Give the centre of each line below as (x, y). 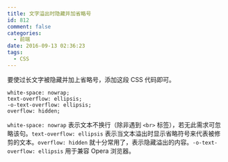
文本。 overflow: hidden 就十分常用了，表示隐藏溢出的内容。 (106, 142)
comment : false (29, 26)
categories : (24, 33)
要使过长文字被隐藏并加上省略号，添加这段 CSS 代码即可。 (91, 79)
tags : (15, 53)
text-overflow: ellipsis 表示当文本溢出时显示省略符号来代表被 (123, 133)
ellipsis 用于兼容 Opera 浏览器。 (87, 151)
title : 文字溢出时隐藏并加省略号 (49, 14)
